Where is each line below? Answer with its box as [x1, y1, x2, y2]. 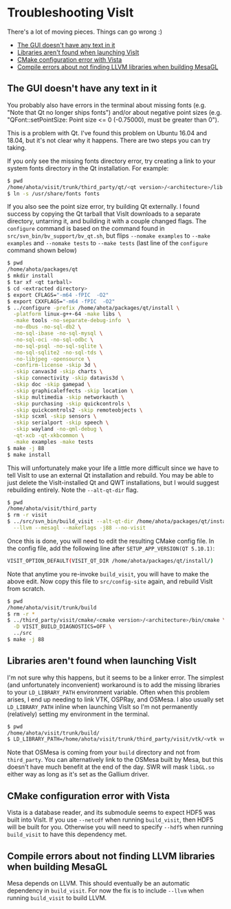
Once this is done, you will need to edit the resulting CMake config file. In [7, 537, 214, 545]
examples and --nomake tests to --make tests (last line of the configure [7, 239, 208, 247]
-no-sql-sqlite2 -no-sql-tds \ [13, 349, 103, 356]
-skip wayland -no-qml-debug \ [13, 426, 103, 433]
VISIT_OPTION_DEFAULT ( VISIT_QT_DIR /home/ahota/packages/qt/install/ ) [7, 557, 214, 564]
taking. [7, 143, 27, 152]
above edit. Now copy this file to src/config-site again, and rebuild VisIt [7, 577, 213, 585]
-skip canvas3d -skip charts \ [13, 368, 103, 375]
